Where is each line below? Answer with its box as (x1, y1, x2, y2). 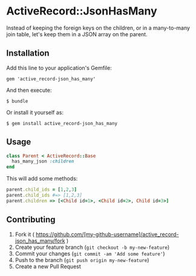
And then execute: (6, 86, 52, 94)
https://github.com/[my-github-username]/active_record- (35, 231, 179, 238)
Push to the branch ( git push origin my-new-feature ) (15, 256, 149, 263)
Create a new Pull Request (15, 263, 82, 270)
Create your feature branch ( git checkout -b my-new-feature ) (15, 243, 170, 251)
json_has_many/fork (15, 237, 65, 244)
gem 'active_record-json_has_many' (6, 75, 96, 82)
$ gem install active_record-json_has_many (6, 120, 118, 126)
